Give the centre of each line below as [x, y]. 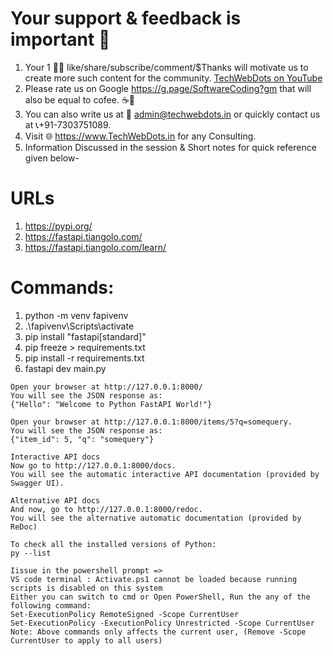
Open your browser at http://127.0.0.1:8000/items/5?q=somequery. [151, 422]
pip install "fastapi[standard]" [85, 336]
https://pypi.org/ [58, 226]
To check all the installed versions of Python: [113, 544]
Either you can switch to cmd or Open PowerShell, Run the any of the [160, 597]
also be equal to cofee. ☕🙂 [80, 99]
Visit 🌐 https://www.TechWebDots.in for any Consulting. [140, 136]
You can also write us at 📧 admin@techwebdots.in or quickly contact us [172, 114]
